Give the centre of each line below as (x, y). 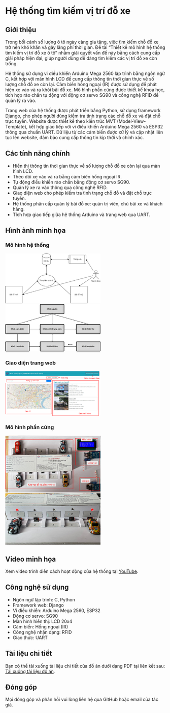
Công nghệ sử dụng (37, 587)
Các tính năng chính (38, 154)
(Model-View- (131, 121)
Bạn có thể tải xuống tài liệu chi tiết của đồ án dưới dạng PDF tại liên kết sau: (85, 666)
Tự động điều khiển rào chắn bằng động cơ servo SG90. (71, 182)
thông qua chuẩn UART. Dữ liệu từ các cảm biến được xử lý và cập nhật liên (84, 132)
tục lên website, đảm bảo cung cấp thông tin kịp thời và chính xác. (75, 137)
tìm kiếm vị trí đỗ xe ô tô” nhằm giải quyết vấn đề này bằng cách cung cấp (83, 53)
